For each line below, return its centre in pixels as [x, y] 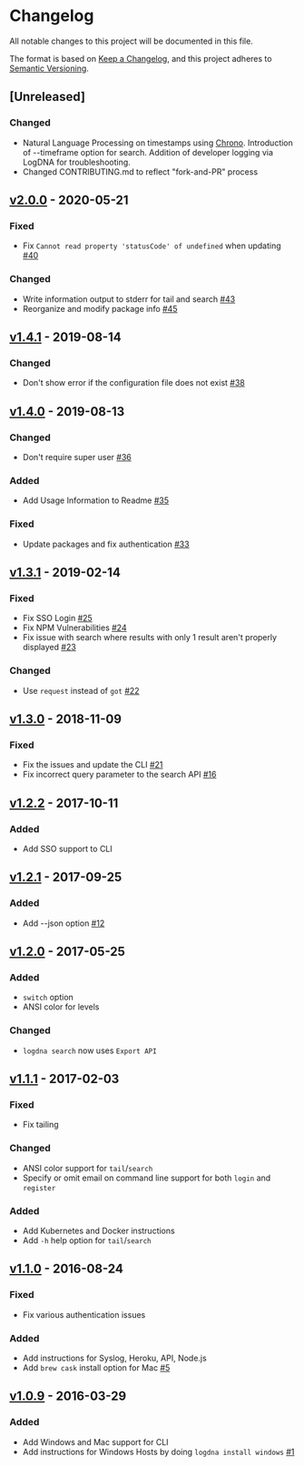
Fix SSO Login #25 [57, 618]
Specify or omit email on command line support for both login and [147, 1178]
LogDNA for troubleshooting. [77, 162]
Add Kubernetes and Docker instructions [98, 1230]
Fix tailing [40, 1125]
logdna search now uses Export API [89, 1050]
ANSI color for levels [61, 1007]
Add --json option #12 [64, 923]
